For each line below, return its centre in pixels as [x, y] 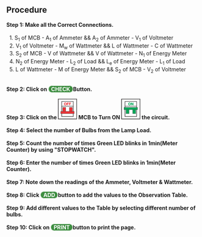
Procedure [27, 10]
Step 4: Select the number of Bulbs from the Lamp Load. [79, 130]
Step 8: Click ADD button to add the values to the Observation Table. [97, 195]
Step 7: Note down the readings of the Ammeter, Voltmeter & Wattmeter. [100, 182]
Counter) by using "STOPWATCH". [51, 149]
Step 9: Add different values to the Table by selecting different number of [101, 208]
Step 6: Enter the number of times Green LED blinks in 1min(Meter [91, 162]
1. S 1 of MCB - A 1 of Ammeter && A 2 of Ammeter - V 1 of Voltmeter [91, 38]
